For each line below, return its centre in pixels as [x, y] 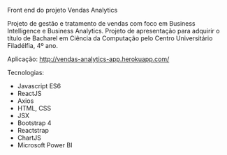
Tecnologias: [25, 73]
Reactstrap [33, 130]
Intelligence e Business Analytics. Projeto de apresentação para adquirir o [113, 31]
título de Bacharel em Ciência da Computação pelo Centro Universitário [110, 38]
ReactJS [29, 93]
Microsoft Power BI [45, 145]
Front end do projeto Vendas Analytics [63, 10]
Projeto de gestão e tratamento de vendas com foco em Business [101, 23]
